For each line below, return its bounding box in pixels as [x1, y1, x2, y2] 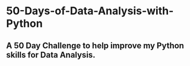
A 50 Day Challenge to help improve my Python [6, 40, 184, 51]
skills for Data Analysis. [6, 49, 96, 60]
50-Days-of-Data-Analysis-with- [6, 4, 174, 18]
